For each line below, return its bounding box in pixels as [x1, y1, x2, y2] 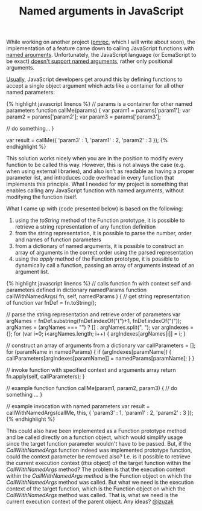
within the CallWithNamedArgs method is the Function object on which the [6, 472, 192, 480]
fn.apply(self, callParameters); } [6, 373, 85, 380]
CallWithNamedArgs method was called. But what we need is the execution [6, 479, 194, 486]
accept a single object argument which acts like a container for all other [6, 82, 184, 90]
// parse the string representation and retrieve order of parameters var [6, 311, 181, 318]
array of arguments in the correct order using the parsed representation [14, 249, 194, 256]
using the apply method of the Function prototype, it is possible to [14, 255, 180, 262]
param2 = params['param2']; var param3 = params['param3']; [6, 113, 161, 120]
